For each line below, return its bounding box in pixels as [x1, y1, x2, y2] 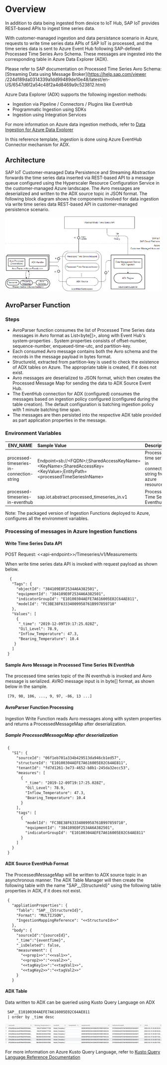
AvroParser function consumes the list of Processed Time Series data [12, 327, 155, 333]
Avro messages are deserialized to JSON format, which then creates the [12, 375, 161, 381]
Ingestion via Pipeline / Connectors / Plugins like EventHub [12, 101, 133, 107]
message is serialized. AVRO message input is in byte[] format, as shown [5, 678, 155, 684]
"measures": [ [16, 770, 46, 775]
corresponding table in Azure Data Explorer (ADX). [5, 56, 108, 62]
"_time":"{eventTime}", [16, 938, 66, 943]
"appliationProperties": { [11, 903, 68, 908]
